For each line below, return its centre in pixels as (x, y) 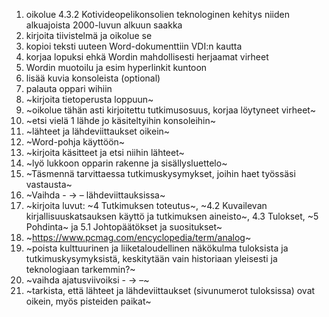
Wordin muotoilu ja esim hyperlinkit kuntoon (116, 67)
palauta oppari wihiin (69, 88)
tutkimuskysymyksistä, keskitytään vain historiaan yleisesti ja (151, 258)
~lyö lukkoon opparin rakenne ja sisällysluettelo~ (126, 163)
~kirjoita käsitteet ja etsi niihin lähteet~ (105, 152)
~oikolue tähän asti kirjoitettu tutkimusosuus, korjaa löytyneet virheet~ (170, 110)
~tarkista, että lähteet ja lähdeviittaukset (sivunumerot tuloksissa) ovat (170, 290)
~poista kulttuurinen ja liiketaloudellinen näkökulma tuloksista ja (157, 248)
